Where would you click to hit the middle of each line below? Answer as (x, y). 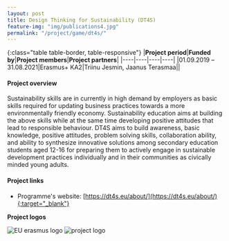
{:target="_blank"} (43, 203)
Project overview (32, 83)
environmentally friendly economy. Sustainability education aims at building (115, 113)
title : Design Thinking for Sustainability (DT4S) (82, 20)
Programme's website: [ (51, 196)
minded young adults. (38, 165)
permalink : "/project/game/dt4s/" (57, 33)
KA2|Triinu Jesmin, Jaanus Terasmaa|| (125, 67)
